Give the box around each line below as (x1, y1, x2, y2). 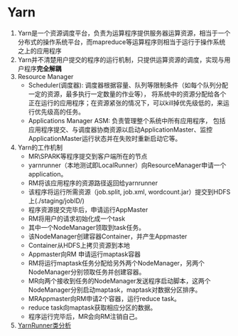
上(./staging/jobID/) (28, 196, 85, 205)
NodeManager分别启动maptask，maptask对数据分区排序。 (28, 285, 202, 294)
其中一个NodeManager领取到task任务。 (28, 223, 146, 231)
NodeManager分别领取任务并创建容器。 (28, 268, 146, 276)
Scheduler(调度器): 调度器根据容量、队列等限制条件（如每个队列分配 (28, 80, 229, 89)
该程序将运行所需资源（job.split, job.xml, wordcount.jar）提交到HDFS (28, 187, 231, 196)
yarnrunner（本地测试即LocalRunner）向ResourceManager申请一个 (28, 161, 227, 169)
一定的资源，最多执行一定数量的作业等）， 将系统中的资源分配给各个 (28, 90, 227, 98)
